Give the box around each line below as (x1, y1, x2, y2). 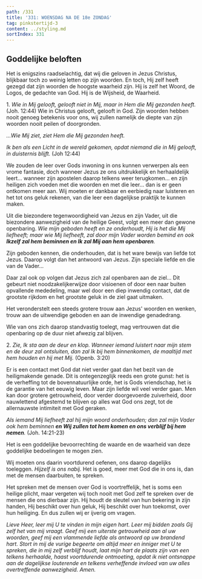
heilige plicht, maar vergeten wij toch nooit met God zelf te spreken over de (6, 489, 194, 497)
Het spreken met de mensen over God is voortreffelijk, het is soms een (6, 483, 182, 491)
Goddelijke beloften (6, 54, 82, 64)
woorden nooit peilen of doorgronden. (6, 120, 102, 127)
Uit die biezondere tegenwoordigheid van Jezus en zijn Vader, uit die (6, 212, 178, 219)
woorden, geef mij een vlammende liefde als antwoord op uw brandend (6, 534, 185, 541)
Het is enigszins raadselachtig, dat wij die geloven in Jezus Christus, (6, 70, 177, 77)
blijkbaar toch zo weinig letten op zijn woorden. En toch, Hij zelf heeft (6, 76, 179, 83)
